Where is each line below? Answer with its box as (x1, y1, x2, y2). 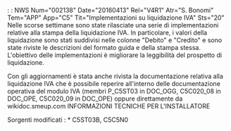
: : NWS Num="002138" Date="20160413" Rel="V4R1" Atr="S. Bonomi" (7, 6, 214, 14)
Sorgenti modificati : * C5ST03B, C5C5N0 (7, 116, 129, 124)
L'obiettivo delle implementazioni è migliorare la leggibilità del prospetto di (7, 51, 223, 59)
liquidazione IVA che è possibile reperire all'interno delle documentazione (7, 80, 220, 87)
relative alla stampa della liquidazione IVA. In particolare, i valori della (7, 28, 208, 37)
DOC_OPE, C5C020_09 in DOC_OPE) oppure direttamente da (7, 94, 183, 103)
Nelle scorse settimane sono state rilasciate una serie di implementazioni (7, 21, 219, 29)
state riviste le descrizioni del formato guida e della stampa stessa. (7, 44, 201, 51)
